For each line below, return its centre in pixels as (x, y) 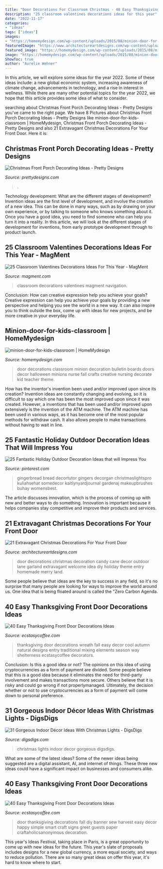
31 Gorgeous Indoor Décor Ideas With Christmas (80, 711)
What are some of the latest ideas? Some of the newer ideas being (72, 758)
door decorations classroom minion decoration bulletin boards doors (85, 369)
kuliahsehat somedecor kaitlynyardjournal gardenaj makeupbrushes (85, 483)
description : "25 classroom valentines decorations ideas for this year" (81, 14)
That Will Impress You (39, 447)
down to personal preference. (35, 695)
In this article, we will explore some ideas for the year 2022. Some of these (80, 78)
